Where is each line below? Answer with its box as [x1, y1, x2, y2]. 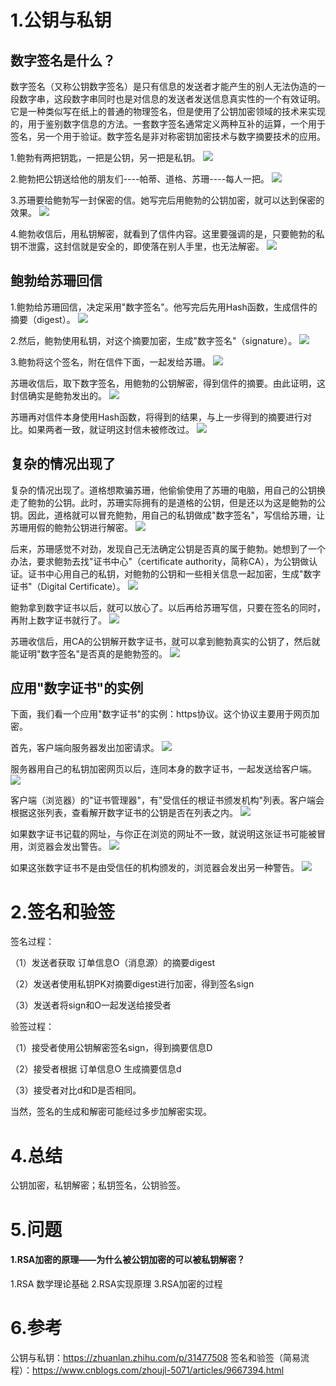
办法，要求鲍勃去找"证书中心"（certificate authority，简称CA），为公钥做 [10, 555, 310, 567]
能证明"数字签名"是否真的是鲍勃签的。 [10, 647, 168, 660]
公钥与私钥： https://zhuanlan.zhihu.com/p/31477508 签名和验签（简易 [10, 1351, 301, 1363]
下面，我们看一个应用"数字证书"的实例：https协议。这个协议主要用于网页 [10, 708, 312, 720]
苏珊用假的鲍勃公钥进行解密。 [10, 521, 133, 533]
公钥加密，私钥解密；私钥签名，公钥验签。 [10, 1179, 186, 1191]
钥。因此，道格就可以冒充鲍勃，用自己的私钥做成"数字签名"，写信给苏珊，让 [10, 509, 326, 521]
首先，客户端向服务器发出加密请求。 [10, 742, 160, 754]
